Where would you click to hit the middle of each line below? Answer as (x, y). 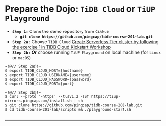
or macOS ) (21, 57)
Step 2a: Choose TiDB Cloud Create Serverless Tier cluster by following (85, 42)
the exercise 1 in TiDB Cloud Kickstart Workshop (62, 47)
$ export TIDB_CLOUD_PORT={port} (40, 84)
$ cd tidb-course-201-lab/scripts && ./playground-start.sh (68, 109)
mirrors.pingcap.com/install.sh (38, 101)
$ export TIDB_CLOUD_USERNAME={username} (48, 75)
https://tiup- (106, 96)
